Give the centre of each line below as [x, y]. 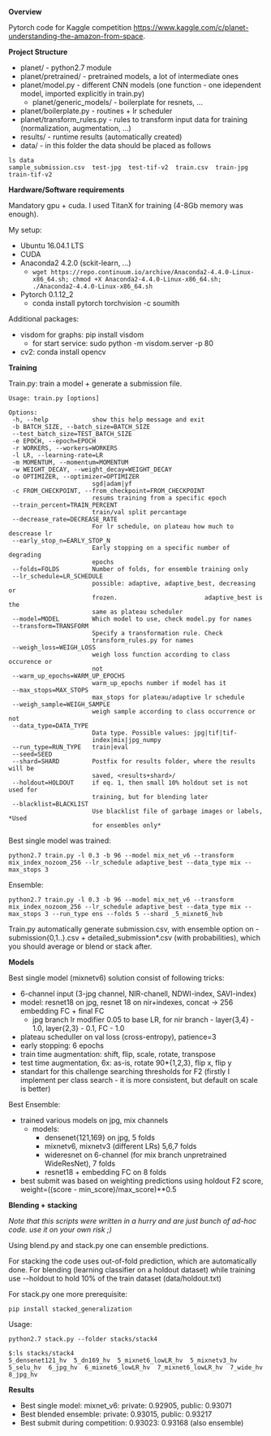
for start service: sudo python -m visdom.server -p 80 [123, 343]
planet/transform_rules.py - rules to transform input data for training [134, 120]
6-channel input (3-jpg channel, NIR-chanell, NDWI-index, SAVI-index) [138, 993]
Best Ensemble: [34, 1104]
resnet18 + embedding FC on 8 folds [105, 1172]
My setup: [25, 230]
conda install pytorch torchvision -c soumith [106, 303]
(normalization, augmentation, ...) [75, 128]
